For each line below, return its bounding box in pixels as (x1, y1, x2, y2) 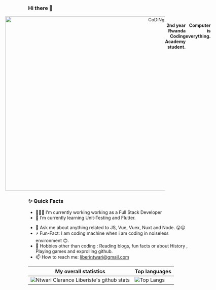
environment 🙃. (35, 237, 69, 243)
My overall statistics (55, 268, 105, 275)
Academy (165, 38, 186, 45)
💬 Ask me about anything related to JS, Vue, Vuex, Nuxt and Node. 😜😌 (35, 224, 186, 230)
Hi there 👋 (28, 5, 53, 12)
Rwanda (168, 27, 186, 33)
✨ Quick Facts (28, 198, 64, 205)
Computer (189, 22, 211, 28)
